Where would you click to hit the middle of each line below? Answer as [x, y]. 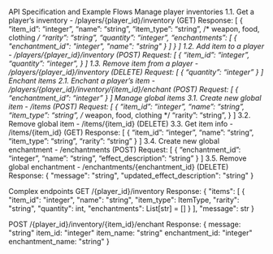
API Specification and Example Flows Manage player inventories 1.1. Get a [131, 12]
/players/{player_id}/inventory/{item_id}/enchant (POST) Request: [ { [123, 89]
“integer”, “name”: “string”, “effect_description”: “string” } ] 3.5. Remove [128, 158]
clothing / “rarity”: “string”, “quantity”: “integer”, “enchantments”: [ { [123, 37]
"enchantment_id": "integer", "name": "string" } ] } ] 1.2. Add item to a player [136, 46]
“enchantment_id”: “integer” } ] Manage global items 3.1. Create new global [135, 98]
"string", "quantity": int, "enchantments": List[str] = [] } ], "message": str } [131, 209]
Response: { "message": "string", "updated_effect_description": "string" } [131, 175]
